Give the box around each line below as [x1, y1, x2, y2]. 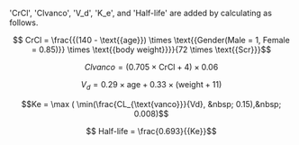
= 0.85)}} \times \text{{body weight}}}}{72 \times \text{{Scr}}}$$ [31, 44, 272, 55]
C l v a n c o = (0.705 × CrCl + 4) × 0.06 [84, 62, 219, 72]
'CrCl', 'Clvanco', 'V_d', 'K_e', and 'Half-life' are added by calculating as [9, 8, 273, 18]
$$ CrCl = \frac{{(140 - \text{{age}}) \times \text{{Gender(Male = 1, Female [13, 35, 290, 45]
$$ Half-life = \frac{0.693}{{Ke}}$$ [86, 125, 217, 136]
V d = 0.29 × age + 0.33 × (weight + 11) [80, 79, 222, 92]
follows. [9, 17, 39, 28]
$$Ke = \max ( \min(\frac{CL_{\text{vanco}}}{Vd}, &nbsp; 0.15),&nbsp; [21, 98, 282, 109]
